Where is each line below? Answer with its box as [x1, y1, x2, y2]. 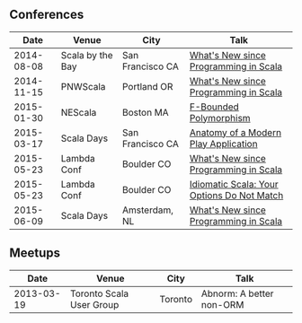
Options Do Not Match [189, 188, 284, 201]
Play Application [189, 137, 258, 150]
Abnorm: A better [200, 287, 274, 300]
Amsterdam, [121, 204, 173, 216]
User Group [70, 298, 120, 310]
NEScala [60, 106, 97, 118]
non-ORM [200, 298, 244, 310]
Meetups [9, 246, 61, 261]
